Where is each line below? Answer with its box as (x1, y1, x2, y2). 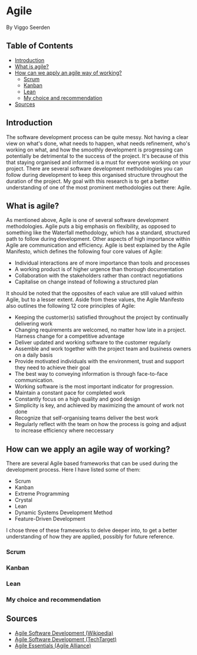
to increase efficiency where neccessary (14, 427, 114, 434)
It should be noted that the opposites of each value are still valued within (6, 290, 183, 297)
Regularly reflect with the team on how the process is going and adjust (14, 421, 187, 428)
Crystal (14, 496, 32, 504)
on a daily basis (14, 351, 53, 359)
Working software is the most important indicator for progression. (14, 383, 174, 390)
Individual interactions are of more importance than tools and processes (14, 259, 190, 267)
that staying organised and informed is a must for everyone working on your (6, 159, 191, 166)
